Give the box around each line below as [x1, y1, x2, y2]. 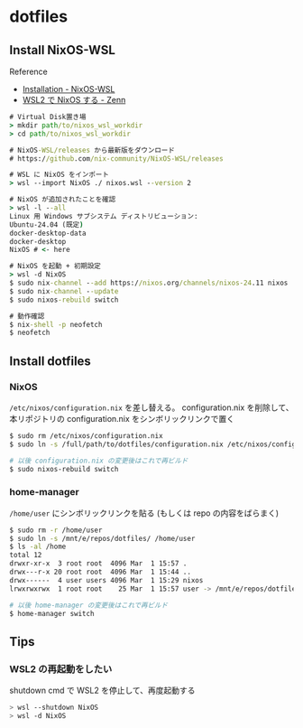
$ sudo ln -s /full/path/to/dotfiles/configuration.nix [9, 440, 224, 449]
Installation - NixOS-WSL [22, 84, 115, 94]
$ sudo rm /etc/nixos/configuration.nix [9, 431, 164, 440]
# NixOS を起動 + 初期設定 [9, 262, 101, 271]
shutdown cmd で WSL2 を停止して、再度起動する [9, 685, 196, 696]
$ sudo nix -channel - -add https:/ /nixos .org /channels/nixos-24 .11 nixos [9, 278, 289, 287]
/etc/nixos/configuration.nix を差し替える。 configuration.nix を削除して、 [9, 402, 294, 413]
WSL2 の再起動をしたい [9, 662, 113, 675]
